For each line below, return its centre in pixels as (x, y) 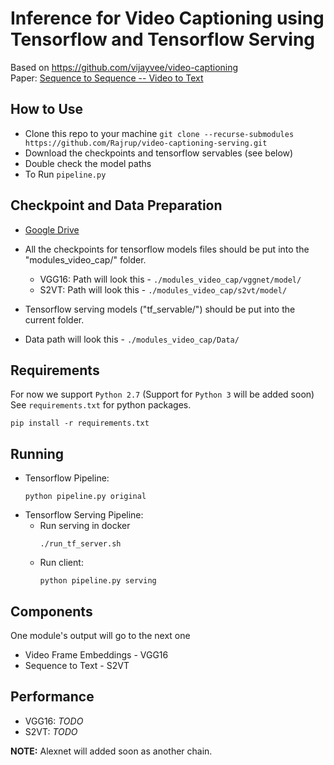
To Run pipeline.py (65, 174)
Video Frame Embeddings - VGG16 (96, 655)
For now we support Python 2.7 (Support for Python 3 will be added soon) (162, 394)
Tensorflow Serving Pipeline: (84, 515)
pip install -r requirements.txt (80, 423)
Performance (52, 697)
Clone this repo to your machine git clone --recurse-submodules (159, 133)
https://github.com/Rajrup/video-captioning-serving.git (146, 143)
